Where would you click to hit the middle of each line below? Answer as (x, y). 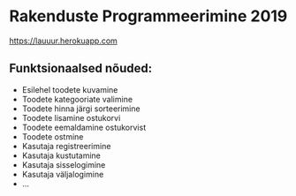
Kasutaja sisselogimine (64, 164)
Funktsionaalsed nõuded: (81, 68)
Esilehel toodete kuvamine (70, 89)
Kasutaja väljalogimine (63, 174)
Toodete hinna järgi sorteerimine (81, 109)
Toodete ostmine (53, 136)
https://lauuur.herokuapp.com (63, 41)
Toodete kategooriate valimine (77, 99)
